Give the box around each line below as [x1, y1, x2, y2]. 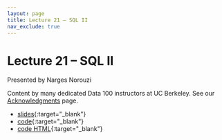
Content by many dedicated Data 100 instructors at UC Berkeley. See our [7, 89, 215, 98]
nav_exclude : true [7, 23, 60, 30]
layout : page [7, 10, 45, 17]
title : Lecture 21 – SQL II [7, 17, 89, 24]
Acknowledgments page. [7, 96, 78, 105]
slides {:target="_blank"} [17, 110, 86, 119]
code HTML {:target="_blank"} [17, 125, 103, 133]
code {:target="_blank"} [17, 117, 84, 125]
